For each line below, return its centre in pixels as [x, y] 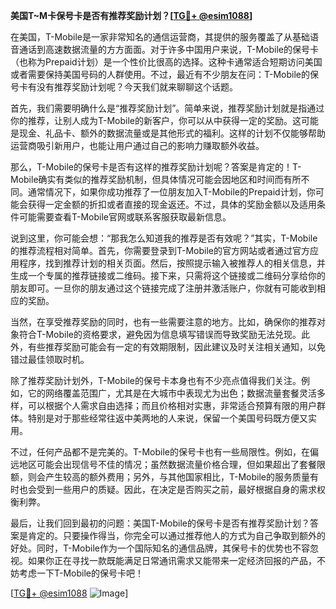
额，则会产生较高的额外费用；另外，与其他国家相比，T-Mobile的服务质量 [160, 477]
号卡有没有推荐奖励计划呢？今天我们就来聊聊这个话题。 [124, 87]
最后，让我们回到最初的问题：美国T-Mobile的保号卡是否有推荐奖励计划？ [160, 523]
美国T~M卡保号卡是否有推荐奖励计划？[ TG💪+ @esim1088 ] [131, 15]
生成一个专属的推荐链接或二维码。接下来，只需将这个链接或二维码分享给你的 [168, 275]
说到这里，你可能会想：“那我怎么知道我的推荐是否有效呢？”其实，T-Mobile [164, 238]
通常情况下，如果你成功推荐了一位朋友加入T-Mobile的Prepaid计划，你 [171, 192]
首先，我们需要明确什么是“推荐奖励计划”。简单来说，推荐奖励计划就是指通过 [167, 108]
